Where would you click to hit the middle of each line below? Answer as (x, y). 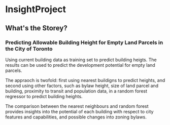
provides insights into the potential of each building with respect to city (79, 111)
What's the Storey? (36, 28)
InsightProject (36, 9)
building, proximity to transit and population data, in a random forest (76, 91)
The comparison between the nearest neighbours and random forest (77, 106)
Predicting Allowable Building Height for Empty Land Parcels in (84, 43)
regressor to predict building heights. (44, 96)
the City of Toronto (29, 49)
